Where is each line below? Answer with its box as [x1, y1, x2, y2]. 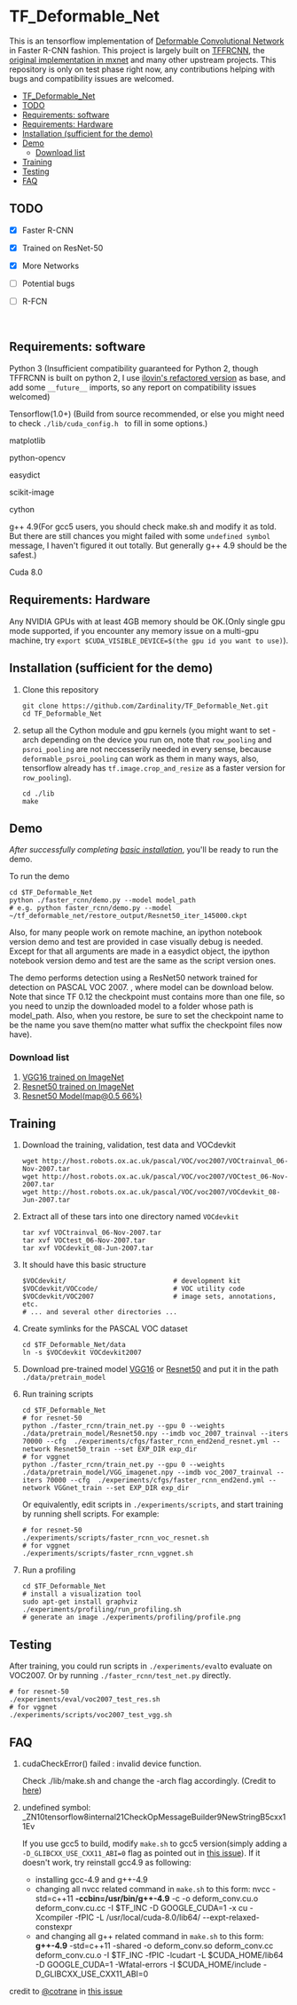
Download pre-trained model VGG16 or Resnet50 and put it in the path [21, 1364, 279, 1375]
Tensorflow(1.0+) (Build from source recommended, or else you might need [9, 408, 285, 419]
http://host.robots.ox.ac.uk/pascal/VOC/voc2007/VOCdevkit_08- [42, 1188, 281, 1197]
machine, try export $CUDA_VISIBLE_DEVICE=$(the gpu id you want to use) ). [9, 635, 289, 646]
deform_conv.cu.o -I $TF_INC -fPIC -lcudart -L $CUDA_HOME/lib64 [35, 1950, 284, 1961]
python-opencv [9, 452, 66, 463]
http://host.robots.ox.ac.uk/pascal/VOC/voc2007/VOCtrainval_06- [42, 1157, 289, 1166]
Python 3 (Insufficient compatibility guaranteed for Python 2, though [9, 362, 259, 374]
